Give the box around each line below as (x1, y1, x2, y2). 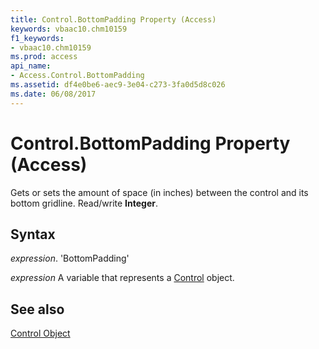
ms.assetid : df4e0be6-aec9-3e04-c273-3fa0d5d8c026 (10, 80, 226, 90)
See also (10, 301, 65, 318)
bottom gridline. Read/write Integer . (10, 197, 159, 209)
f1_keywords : (10, 33, 65, 43)
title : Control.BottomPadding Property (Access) (10, 14, 217, 25)
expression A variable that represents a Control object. (10, 272, 235, 284)
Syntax (10, 226, 56, 243)
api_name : (10, 61, 52, 71)
